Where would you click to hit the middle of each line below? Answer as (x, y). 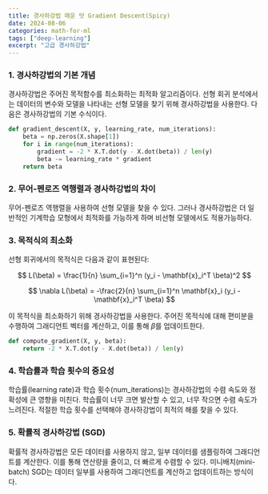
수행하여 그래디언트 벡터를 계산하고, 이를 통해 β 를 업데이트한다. (106, 326)
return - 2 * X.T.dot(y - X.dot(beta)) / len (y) (103, 349)
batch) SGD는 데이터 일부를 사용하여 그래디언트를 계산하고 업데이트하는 (120, 472)
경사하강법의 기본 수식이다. (65, 114)
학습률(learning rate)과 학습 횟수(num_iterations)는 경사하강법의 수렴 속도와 (128, 390)
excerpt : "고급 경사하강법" (49, 46)
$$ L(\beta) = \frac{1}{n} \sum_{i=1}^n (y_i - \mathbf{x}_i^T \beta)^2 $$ (134, 275)
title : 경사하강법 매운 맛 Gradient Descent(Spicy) (89, 16)
